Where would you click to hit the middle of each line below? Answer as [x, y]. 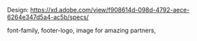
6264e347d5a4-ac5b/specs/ [48, 17]
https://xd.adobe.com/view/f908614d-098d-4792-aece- [110, 10]
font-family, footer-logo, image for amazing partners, [81, 30]
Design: [18, 10]
